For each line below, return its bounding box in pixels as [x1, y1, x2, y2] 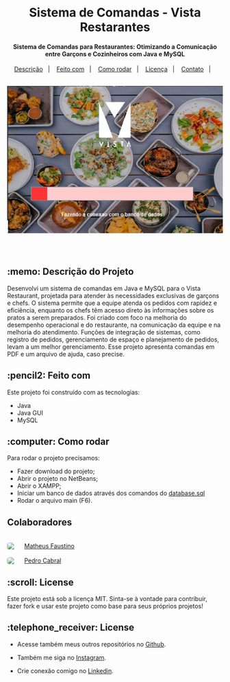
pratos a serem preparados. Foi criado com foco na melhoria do [7, 313, 187, 321]
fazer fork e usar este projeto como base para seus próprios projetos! [7, 602, 204, 611]
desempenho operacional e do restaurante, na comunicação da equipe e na [7, 321, 221, 329]
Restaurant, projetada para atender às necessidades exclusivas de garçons [7, 291, 220, 299]
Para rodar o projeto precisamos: [7, 454, 101, 462]
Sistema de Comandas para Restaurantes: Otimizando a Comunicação [12, 43, 218, 51]
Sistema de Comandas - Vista [29, 5, 201, 21]
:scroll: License [7, 576, 74, 588]
